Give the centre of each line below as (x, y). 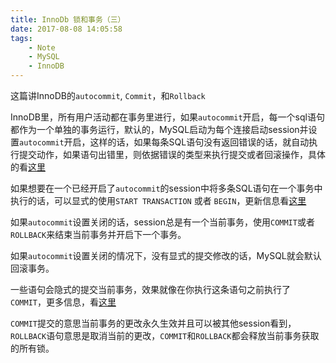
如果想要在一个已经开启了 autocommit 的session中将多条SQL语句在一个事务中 (166, 188)
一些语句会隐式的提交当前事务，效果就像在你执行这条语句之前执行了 (150, 289)
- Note (42, 47)
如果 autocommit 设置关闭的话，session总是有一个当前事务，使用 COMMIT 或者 (162, 222)
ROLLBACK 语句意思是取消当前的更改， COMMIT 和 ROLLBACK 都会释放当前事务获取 (165, 335)
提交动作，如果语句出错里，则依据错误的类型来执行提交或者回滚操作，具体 (172, 154)
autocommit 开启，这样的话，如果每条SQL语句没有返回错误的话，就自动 (164, 142)
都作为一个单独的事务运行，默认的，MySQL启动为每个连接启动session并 (159, 129)
